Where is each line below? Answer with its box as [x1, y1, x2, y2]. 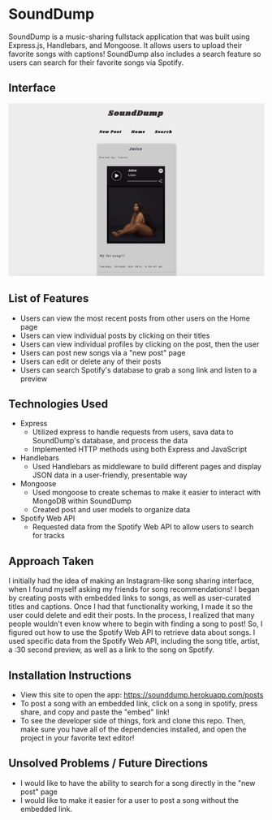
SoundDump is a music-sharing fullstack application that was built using [8, 32, 250, 41]
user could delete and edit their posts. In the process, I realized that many [8, 611, 255, 620]
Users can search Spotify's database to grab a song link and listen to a [19, 365, 257, 374]
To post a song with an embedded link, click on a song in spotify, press [19, 699, 258, 709]
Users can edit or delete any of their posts [19, 356, 162, 366]
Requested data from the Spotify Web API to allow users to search [32, 522, 254, 532]
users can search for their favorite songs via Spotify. [8, 58, 184, 67]
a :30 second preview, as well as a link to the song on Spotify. [8, 645, 215, 654]
